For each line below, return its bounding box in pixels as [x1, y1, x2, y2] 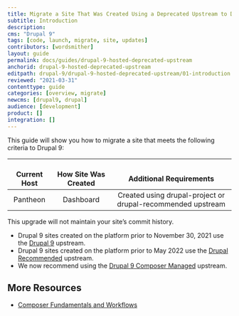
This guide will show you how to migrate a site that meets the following [7, 136, 215, 144]
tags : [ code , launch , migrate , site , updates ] [7, 37, 148, 44]
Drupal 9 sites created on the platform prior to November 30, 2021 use [17, 231, 224, 239]
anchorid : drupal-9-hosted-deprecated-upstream [7, 63, 152, 70]
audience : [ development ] [7, 103, 81, 110]
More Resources [7, 282, 82, 294]
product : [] [7, 110, 43, 117]
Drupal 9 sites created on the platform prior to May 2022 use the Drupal [17, 246, 229, 255]
